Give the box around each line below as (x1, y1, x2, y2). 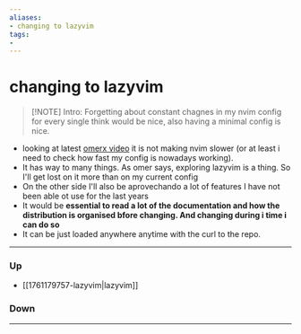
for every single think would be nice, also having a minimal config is (30, 116, 281, 127)
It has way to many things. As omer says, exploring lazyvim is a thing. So (21, 163, 291, 173)
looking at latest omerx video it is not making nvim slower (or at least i (21, 143, 280, 154)
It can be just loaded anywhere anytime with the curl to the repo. (21, 229, 262, 240)
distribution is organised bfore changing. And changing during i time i (21, 210, 287, 221)
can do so (21, 219, 60, 230)
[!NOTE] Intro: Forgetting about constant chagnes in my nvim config (30, 107, 282, 118)
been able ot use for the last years (21, 190, 150, 202)
